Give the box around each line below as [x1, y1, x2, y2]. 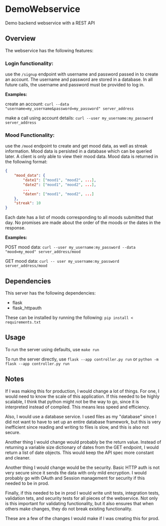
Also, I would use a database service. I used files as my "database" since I [5, 413, 157, 419]
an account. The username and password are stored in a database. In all [5, 76, 153, 82]
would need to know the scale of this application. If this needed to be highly [5, 393, 160, 399]
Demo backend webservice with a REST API [5, 20, 95, 26]
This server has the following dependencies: [5, 290, 96, 296]
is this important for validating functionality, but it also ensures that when [5, 500, 154, 506]
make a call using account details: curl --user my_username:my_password [5, 115, 154, 121]
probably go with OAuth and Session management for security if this [5, 475, 145, 481]
